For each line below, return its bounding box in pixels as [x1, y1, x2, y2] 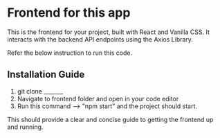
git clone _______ [17, 87, 64, 95]
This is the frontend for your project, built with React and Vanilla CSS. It [7, 28, 210, 36]
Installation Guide [7, 69, 85, 80]
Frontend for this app [7, 5, 131, 21]
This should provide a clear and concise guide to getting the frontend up [7, 115, 214, 123]
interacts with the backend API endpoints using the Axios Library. [7, 35, 194, 43]
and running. [7, 123, 44, 131]
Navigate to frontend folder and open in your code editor [17, 94, 179, 103]
